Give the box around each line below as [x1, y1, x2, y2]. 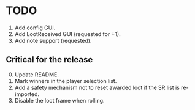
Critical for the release [6, 54, 93, 65]
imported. [14, 90, 40, 98]
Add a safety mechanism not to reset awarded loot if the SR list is [14, 84, 180, 91]
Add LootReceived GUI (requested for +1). [14, 30, 121, 37]
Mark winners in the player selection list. [14, 77, 117, 84]
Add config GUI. [14, 24, 56, 31]
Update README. [14, 71, 59, 78]
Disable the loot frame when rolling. [14, 97, 105, 104]
